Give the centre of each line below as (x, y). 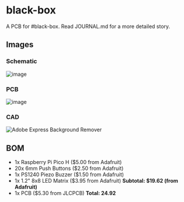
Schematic (22, 61)
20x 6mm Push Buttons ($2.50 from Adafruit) (69, 168)
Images (20, 45)
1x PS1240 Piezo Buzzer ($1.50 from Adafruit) (69, 175)
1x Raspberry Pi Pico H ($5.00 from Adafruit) (68, 162)
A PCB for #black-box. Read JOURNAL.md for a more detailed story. (88, 26)
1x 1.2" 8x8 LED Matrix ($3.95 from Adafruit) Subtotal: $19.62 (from (96, 181)
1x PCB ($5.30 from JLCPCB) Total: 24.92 (65, 193)
